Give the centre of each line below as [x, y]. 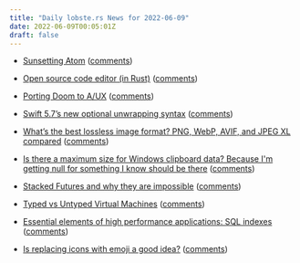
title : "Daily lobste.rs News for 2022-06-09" [99, 18]
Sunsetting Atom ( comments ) [78, 61]
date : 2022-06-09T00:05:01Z [63, 26]
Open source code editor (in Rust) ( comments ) [110, 79]
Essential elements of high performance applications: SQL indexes [147, 222]
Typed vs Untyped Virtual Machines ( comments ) [114, 204]
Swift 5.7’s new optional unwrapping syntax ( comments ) [128, 114]
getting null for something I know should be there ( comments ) [139, 169]
